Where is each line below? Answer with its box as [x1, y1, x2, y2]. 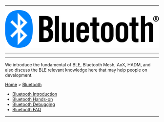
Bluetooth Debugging [12, 102, 55, 107]
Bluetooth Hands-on [12, 96, 53, 102]
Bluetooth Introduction [12, 91, 58, 97]
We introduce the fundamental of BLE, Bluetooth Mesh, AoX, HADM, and [5, 62, 151, 68]
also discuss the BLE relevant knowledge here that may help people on [5, 67, 147, 73]
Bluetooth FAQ [12, 107, 41, 113]
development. [5, 72, 33, 78]
